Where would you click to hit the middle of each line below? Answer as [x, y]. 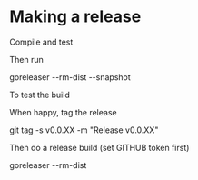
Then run [26, 59]
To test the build [40, 95]
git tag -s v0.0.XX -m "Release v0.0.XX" [84, 130]
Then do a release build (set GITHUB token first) [99, 147]
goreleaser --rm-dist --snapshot [70, 77]
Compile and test [41, 42]
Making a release [75, 17]
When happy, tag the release [63, 112]
